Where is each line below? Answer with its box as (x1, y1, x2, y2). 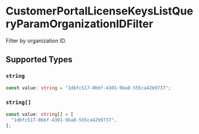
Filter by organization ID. (5, 37, 67, 44)
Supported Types (5, 54, 73, 65)
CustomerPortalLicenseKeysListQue (5, 4, 194, 18)
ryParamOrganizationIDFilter (5, 17, 154, 31)
